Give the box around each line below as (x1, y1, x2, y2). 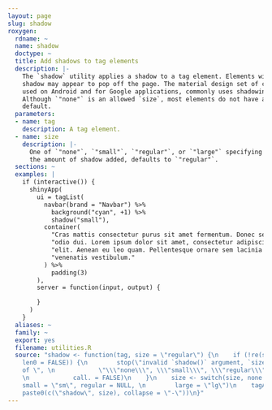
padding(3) (50, 269, 89, 277)
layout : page (7, 11, 52, 20)
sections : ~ (15, 163, 56, 171)
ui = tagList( (37, 192, 84, 201)
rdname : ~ (15, 34, 48, 43)
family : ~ (15, 328, 48, 337)
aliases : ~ (15, 321, 52, 329)
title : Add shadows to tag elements (15, 58, 139, 66)
